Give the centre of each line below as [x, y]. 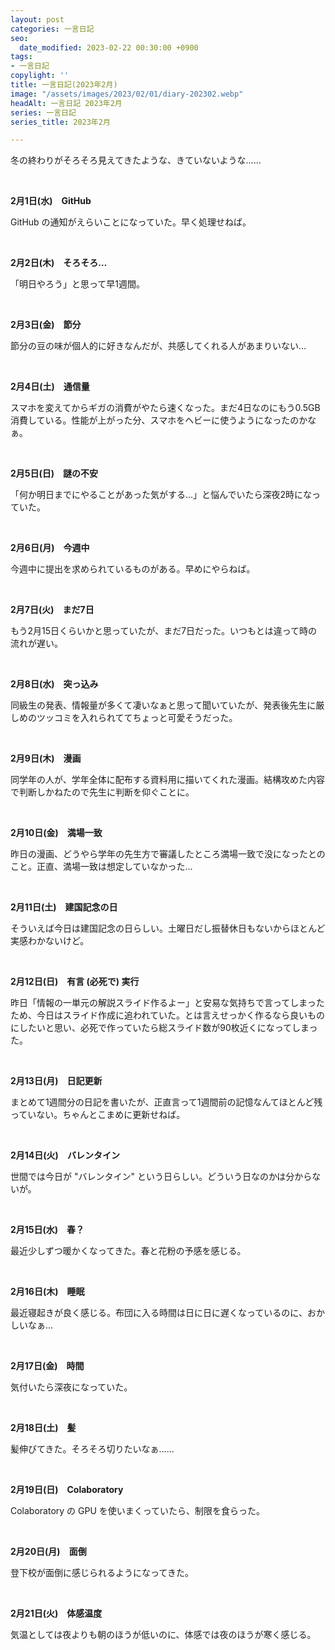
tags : [21, 57]
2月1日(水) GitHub [51, 201]
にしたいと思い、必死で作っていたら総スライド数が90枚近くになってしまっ [164, 1028]
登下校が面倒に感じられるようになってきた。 [102, 1573]
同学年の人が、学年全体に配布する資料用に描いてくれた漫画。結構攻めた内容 [167, 780]
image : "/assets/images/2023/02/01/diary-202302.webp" [127, 94]
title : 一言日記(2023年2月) [64, 85]
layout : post [37, 19]
